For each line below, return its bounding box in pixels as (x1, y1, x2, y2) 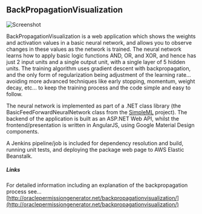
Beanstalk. (6, 152, 33, 160)
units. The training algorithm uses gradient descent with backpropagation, (6, 65, 191, 72)
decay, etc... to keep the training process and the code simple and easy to (6, 84, 191, 91)
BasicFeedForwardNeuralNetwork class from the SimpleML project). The (6, 108, 187, 115)
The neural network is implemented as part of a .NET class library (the (6, 102, 181, 109)
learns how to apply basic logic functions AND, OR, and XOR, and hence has (6, 51, 197, 59)
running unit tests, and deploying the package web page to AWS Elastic (6, 146, 184, 153)
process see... (6, 187, 42, 195)
